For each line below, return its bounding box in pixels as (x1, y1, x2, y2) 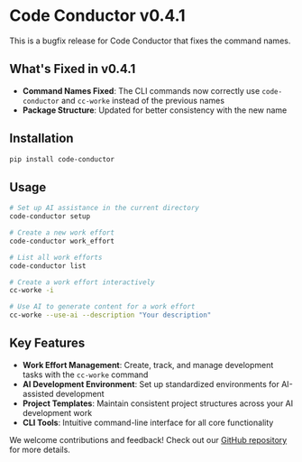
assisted (22, 388, 54, 399)
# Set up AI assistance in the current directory (9, 204, 200, 213)
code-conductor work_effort (9, 236, 115, 245)
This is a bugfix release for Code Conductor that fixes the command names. (9, 35, 291, 46)
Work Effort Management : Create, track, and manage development (22, 359, 274, 370)
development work (22, 407, 93, 418)
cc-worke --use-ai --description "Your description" (9, 310, 212, 320)
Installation (9, 131, 74, 146)
